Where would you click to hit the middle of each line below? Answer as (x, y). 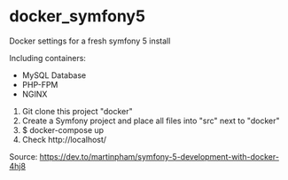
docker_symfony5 (78, 16)
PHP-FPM (40, 84)
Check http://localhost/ (64, 139)
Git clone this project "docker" (77, 111)
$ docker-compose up (63, 129)
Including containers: (48, 58)
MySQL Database (54, 75)
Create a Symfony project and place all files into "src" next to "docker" (151, 121)
